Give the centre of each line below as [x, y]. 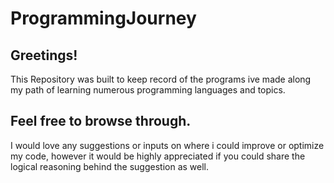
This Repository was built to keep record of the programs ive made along [161, 79]
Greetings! [44, 55]
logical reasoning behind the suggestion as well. [110, 166]
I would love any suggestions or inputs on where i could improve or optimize [167, 145]
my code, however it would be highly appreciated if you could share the [158, 156]
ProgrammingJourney [103, 18]
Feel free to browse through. [101, 121]
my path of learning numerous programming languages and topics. [148, 90]
